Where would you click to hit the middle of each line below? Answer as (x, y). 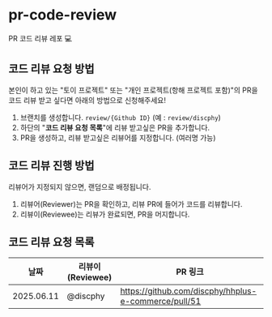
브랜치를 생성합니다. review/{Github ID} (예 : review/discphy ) (120, 117)
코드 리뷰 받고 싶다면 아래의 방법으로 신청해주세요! (87, 100)
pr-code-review (63, 15)
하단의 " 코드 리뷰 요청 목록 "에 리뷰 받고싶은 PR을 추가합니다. (115, 127)
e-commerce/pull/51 (161, 302)
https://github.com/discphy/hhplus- (189, 291)
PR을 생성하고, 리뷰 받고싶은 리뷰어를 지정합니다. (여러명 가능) (118, 137)
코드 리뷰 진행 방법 (51, 166)
